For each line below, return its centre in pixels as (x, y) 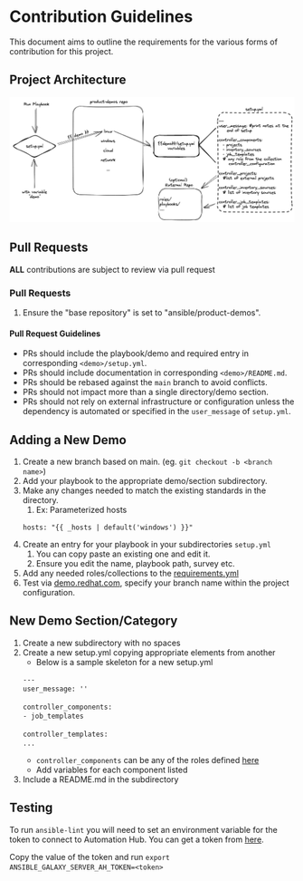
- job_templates (53, 716)
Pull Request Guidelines (55, 334)
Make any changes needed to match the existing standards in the (144, 490)
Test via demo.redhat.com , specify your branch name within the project (156, 583)
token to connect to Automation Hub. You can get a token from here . (137, 839)
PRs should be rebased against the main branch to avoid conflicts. (145, 382)
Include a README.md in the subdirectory (100, 779)
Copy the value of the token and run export (90, 857)
